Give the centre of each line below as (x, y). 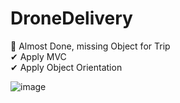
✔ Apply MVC (38, 56)
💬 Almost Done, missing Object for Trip (90, 46)
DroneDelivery (71, 18)
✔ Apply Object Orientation (66, 67)
